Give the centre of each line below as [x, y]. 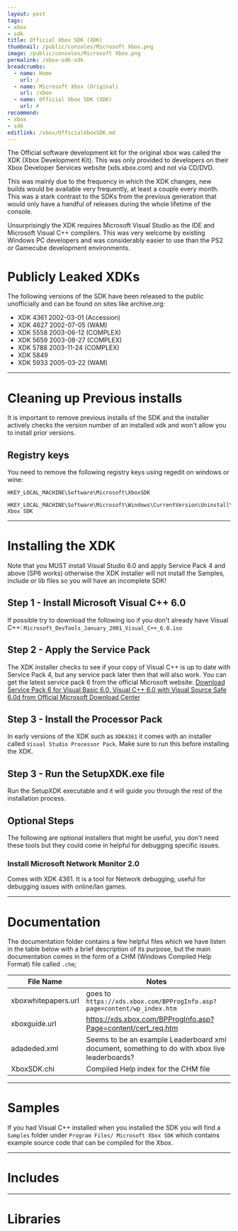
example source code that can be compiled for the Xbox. [90, 1143]
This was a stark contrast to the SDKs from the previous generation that [112, 196]
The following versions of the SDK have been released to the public [106, 296]
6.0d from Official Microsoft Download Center [74, 697]
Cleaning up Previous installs [95, 398]
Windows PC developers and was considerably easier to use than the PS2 [115, 240]
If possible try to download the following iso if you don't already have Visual [118, 620]
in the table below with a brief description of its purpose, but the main [109, 949]
